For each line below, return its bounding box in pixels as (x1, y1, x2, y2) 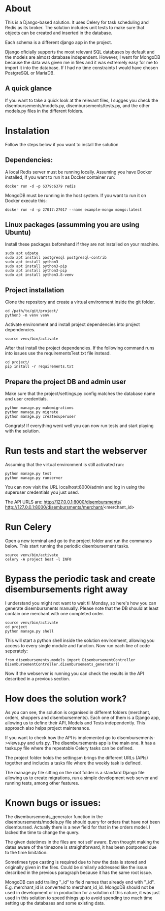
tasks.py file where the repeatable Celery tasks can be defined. (5, 745, 134, 751)
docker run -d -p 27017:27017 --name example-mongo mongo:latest (5, 207, 142, 212)
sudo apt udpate (5, 251, 38, 256)
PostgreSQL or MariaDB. (5, 70, 55, 76)
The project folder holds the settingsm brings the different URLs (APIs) (5, 754, 149, 760)
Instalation (5, 125, 50, 136)
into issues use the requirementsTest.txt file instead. (5, 350, 111, 356)
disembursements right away (5, 584, 128, 595)
